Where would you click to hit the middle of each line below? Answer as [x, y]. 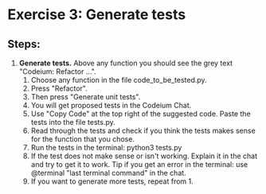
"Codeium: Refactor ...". [57, 72]
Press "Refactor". [59, 88]
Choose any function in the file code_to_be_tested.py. [119, 80]
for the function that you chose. [82, 139]
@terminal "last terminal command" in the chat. [108, 173]
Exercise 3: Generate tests [97, 15]
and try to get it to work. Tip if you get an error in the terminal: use [139, 164]
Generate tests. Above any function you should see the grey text [125, 63]
